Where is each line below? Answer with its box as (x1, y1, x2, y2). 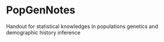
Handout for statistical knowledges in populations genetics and (6, 23, 158, 30)
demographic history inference (6, 29, 81, 36)
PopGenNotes (6, 3, 76, 17)
